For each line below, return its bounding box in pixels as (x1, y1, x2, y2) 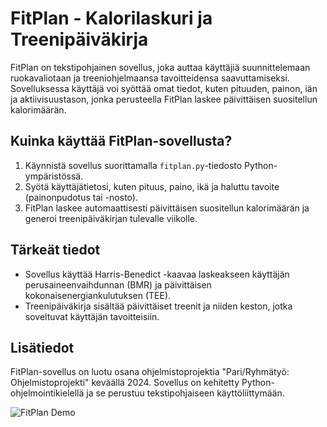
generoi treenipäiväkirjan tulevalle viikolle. (24, 212, 198, 224)
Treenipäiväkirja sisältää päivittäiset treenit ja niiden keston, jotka (24, 300, 293, 312)
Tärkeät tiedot (10, 242, 101, 259)
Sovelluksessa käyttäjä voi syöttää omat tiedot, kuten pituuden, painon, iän (10, 82, 318, 94)
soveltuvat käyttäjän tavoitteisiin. (24, 310, 160, 322)
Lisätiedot (10, 339, 75, 356)
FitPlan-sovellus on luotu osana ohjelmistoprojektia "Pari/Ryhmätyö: (10, 366, 290, 378)
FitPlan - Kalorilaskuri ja (10, 7, 213, 30)
